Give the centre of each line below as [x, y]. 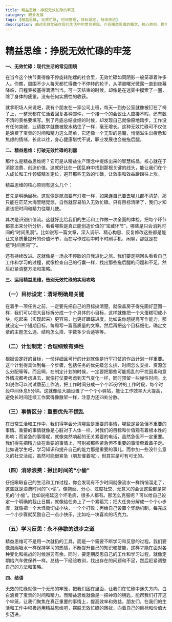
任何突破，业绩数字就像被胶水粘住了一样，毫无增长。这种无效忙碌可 [81, 127]
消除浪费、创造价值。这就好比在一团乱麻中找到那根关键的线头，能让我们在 [84, 168]
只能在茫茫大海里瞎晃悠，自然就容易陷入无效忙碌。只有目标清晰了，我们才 [84, 202]
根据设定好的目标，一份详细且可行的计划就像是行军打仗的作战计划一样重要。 [86, 359]
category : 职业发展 [25, 15]
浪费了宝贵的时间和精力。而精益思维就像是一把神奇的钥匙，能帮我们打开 [86, 595]
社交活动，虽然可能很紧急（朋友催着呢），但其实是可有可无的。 [80, 456]
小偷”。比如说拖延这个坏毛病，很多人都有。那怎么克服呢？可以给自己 [89, 495]
